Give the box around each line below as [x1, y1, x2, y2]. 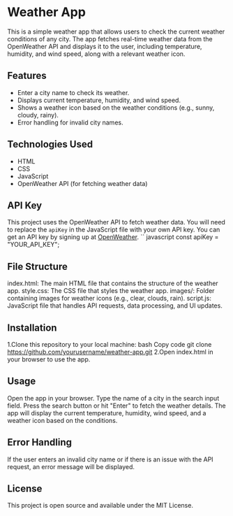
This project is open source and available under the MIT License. [7, 501, 194, 510]
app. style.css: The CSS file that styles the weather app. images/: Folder [7, 287, 215, 295]
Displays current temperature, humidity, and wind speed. [17, 96, 181, 104]
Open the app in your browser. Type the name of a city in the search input [7, 394, 220, 402]
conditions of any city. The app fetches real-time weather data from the [7, 34, 213, 43]
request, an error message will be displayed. [7, 462, 135, 471]
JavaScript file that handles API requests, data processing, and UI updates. [7, 301, 223, 310]
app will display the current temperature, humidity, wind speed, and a [7, 408, 206, 417]
